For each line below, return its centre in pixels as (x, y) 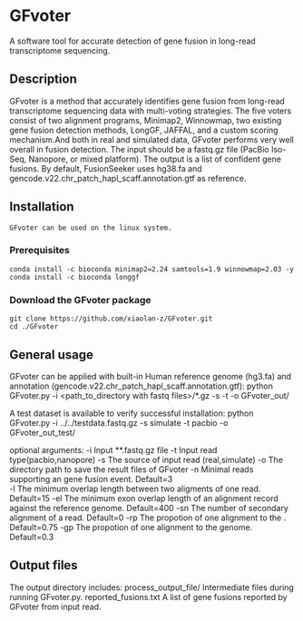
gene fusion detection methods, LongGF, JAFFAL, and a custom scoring (144, 130)
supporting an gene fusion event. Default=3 (91, 478)
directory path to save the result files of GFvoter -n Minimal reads (132, 469)
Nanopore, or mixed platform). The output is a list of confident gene (155, 159)
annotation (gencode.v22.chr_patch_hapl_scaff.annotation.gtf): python (142, 386)
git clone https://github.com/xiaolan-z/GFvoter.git (111, 319)
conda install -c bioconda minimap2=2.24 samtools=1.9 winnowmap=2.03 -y (152, 269)
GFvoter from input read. (55, 606)
